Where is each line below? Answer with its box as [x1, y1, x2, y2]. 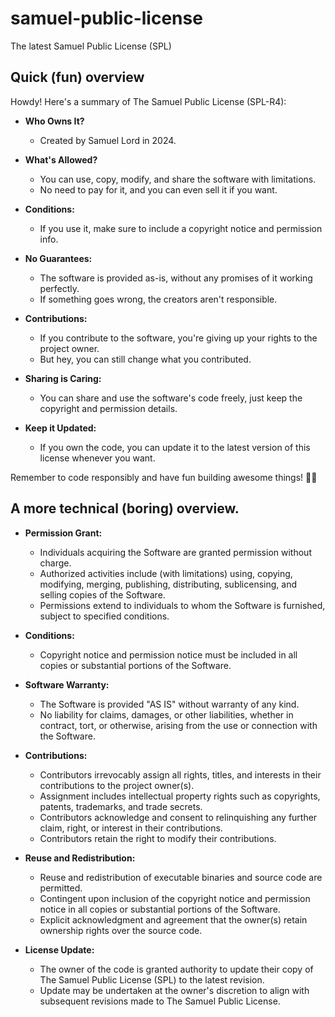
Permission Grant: [24, 527, 103, 539]
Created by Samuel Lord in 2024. [39, 134, 177, 146]
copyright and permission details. [39, 402, 178, 414]
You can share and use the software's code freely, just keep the [39, 392, 303, 404]
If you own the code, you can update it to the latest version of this [39, 441, 311, 453]
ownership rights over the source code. [39, 924, 203, 936]
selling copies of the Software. [39, 588, 166, 601]
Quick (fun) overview [10, 69, 145, 86]
